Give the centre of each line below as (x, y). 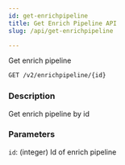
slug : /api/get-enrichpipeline (61, 31)
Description (32, 96)
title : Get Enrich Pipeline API (62, 23)
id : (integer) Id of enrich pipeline (62, 152)
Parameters (31, 134)
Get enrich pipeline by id (49, 113)
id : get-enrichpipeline (48, 16)
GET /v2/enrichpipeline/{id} (57, 76)
